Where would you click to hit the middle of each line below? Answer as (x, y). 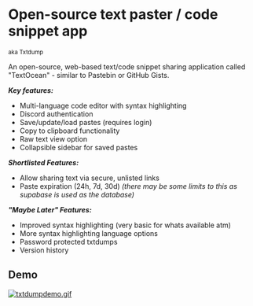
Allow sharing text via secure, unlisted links (89, 178)
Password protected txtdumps (68, 241)
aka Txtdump (26, 52)
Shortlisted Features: (44, 162)
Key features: (31, 90)
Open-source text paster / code (113, 15)
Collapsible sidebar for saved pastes (79, 147)
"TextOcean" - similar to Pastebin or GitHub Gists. (89, 75)
